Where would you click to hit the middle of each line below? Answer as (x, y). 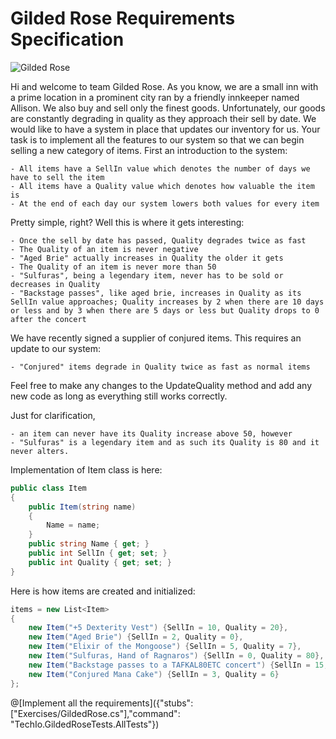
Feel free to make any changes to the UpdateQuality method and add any (161, 385)
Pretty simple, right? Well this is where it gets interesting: (127, 222)
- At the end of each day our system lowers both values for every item (165, 203)
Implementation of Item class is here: (86, 469)
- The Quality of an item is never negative (104, 249)
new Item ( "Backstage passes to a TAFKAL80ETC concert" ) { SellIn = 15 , (178, 665)
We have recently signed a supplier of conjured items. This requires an (156, 338)
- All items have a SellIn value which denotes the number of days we (160, 168)
